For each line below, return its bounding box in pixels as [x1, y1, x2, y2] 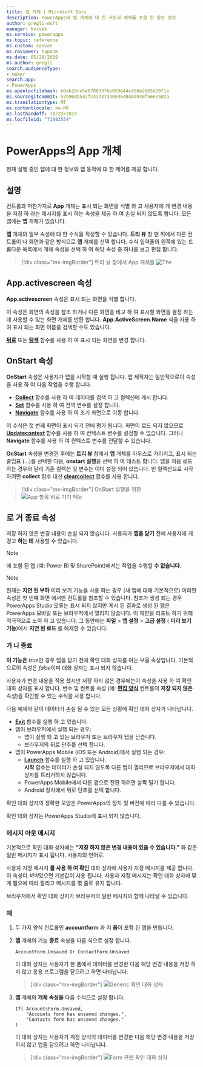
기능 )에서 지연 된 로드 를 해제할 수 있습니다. [6, 625, 108, 632]
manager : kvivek [6, 26, 47, 32]
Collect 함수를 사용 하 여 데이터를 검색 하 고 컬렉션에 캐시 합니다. [15, 393, 169, 401]
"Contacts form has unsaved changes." [26, 1017, 124, 1023]
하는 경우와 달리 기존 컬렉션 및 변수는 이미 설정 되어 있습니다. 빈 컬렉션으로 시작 [6, 465, 194, 472]
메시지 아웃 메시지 [6, 829, 56, 837]
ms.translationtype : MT [6, 99, 67, 105]
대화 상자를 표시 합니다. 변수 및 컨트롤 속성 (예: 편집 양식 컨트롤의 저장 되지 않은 [6, 684, 193, 691]
